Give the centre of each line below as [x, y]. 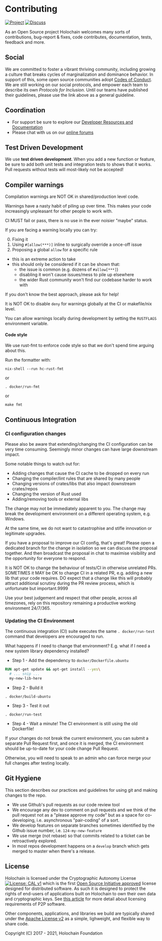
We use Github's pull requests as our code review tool [66, 804]
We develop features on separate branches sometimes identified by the [83, 825]
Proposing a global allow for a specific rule [55, 250]
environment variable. [27, 324]
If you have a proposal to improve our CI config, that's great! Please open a [80, 543]
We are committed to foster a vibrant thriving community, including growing [80, 69]
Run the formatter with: [28, 360]
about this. [16, 350]
